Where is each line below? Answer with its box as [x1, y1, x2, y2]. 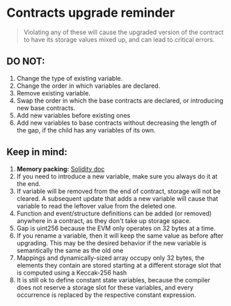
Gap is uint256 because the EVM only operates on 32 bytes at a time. [16, 224, 216, 232]
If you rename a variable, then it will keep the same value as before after [16, 231, 224, 240]
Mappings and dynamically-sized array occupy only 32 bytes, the [16, 253, 205, 262]
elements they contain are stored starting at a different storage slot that [16, 261, 222, 269]
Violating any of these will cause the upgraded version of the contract [23, 28, 224, 36]
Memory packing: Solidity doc [16, 165, 105, 173]
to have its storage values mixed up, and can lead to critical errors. [23, 35, 215, 43]
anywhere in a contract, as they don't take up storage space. [16, 216, 191, 224]
